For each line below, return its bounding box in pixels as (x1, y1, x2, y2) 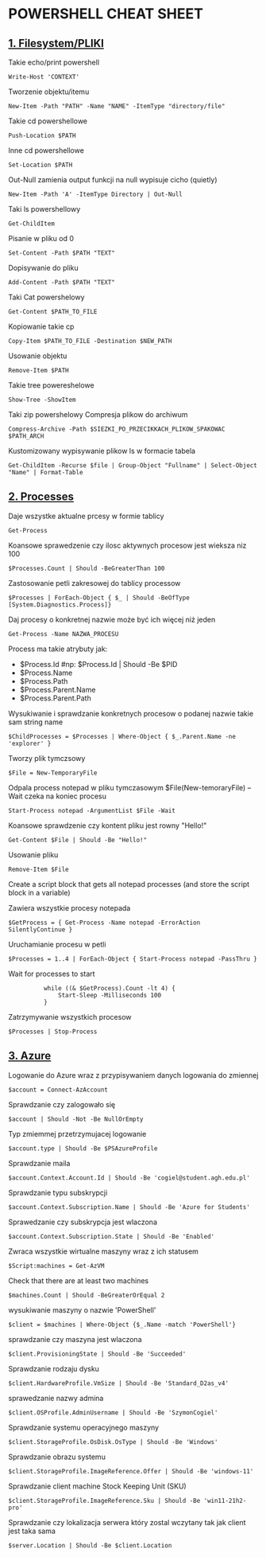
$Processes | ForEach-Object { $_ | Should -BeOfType (8, 594, 191, 602)
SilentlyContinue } (8, 925, 73, 934)
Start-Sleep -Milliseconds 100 (58, 991, 161, 999)
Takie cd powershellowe (8, 116, 88, 126)
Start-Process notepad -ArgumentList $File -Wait (8, 806, 176, 814)
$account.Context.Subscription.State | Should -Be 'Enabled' (8, 1232, 215, 1240)
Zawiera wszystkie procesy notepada (8, 903, 131, 912)
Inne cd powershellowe (8, 146, 85, 155)
